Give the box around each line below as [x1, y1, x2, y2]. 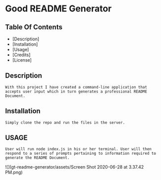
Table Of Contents [5, 23, 63, 31]
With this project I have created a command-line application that [5, 85, 148, 90]
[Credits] [12, 52, 31, 58]
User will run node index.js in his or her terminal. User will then [5, 147, 152, 152]
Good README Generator [5, 3, 112, 14]
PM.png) [5, 170, 23, 176]
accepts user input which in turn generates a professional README [5, 89, 148, 94]
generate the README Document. [5, 155, 70, 161]
